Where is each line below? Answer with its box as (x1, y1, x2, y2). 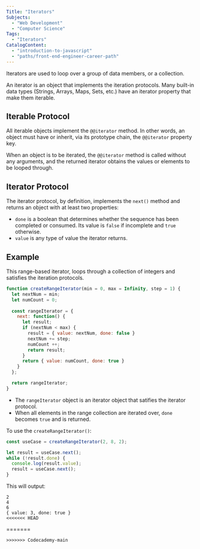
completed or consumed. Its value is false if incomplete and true (14, 222, 176, 229)
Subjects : (6, 14, 31, 20)
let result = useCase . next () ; (6, 450, 82, 456)
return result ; (28, 347, 66, 353)
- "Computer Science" (11, 25, 66, 32)
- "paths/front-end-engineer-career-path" (11, 53, 119, 59)
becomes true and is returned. (14, 415, 91, 423)
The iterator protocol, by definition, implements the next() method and (6, 198, 180, 205)
